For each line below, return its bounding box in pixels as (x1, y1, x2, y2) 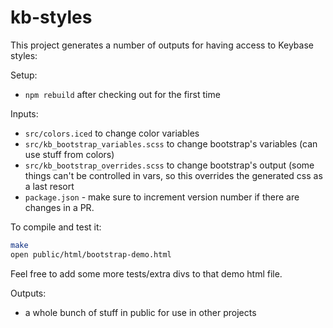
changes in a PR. (24, 201, 95, 213)
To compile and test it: (10, 221, 102, 233)
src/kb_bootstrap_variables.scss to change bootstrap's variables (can (24, 137, 318, 150)
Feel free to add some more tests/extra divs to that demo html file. (10, 267, 283, 280)
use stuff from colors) (24, 148, 115, 160)
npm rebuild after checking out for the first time (24, 88, 221, 100)
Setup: (10, 69, 38, 81)
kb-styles (10, 6, 93, 29)
